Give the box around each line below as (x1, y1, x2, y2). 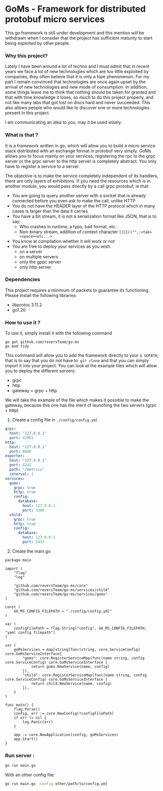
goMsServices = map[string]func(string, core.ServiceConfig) (14, 647, 140, 652)
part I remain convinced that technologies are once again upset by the (5, 79, 146, 85)
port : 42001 (9, 435, 34, 440)
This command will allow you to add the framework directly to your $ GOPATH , (5, 352, 159, 358)
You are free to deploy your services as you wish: (12, 243, 111, 249)
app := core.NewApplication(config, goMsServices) (14, 732, 119, 737)
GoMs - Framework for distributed (5, 3, 146, 15)
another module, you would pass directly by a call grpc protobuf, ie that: (5, 183, 150, 189)
